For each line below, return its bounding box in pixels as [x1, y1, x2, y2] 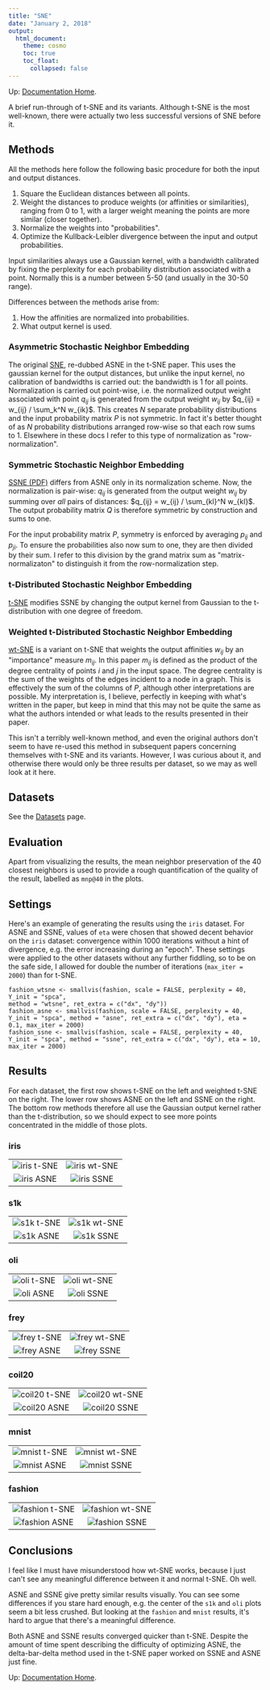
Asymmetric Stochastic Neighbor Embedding [8, 341, 189, 352]
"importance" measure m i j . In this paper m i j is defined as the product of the [8, 655, 258, 666]
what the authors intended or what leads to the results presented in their [8, 708, 248, 718]
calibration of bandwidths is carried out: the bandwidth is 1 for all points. [8, 376, 248, 386]
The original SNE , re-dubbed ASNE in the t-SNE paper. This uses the [8, 359, 236, 369]
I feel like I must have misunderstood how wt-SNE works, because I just [8, 1565, 246, 1575]
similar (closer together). [19, 214, 102, 224]
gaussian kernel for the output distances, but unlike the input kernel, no [8, 368, 245, 378]
